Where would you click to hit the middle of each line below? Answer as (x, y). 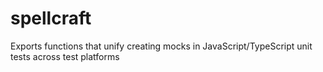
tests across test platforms (65, 56)
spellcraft (51, 18)
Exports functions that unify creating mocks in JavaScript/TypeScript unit (161, 46)
